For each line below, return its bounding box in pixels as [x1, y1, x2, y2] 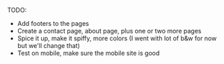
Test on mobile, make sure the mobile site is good [17, 49, 160, 57]
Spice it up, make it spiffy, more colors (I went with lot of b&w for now [17, 34, 217, 42]
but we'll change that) [17, 42, 80, 49]
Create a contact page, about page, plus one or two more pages [17, 27, 202, 35]
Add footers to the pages [17, 19, 89, 27]
